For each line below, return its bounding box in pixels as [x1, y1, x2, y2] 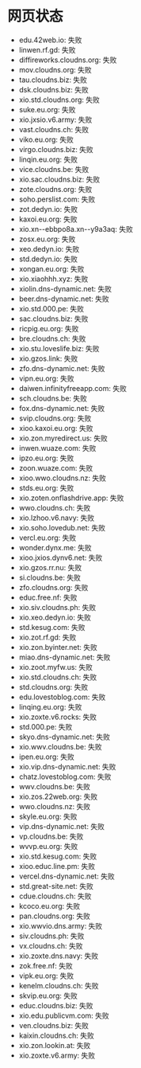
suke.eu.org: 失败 [18, 104, 76, 114]
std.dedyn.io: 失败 [18, 254, 78, 264]
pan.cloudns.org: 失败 [18, 911, 90, 921]
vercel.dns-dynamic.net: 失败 [18, 871, 116, 881]
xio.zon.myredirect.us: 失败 [18, 433, 109, 443]
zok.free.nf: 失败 [18, 960, 73, 970]
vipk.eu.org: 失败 [18, 971, 74, 980]
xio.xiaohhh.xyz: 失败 [18, 274, 89, 284]
